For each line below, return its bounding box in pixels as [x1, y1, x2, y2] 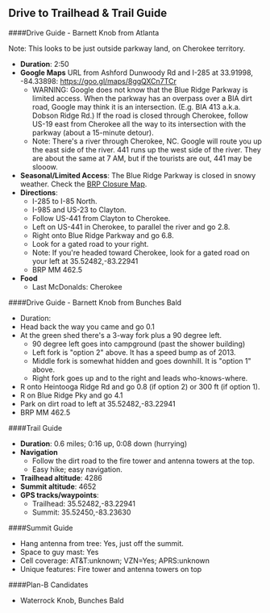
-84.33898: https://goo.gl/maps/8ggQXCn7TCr [19, 76, 177, 85]
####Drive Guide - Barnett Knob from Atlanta [8, 27, 160, 37]
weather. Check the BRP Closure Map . [19, 179, 147, 189]
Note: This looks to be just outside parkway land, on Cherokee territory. [8, 44, 246, 53]
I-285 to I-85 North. [31, 196, 98, 206]
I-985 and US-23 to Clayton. [31, 205, 127, 215]
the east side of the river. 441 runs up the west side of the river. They [31, 144, 261, 154]
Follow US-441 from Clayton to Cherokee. [31, 213, 171, 223]
